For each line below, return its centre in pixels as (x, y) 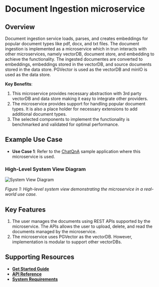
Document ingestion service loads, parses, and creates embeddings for (77, 38)
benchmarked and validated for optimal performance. (65, 124)
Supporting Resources (40, 257)
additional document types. (39, 114)
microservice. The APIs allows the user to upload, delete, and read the (82, 226)
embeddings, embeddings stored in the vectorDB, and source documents (78, 64)
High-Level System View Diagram (46, 169)
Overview (20, 27)
